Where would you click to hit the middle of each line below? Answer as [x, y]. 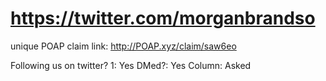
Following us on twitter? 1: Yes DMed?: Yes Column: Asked [131, 65]
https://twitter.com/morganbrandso [163, 18]
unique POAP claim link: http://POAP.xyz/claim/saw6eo [123, 46]
